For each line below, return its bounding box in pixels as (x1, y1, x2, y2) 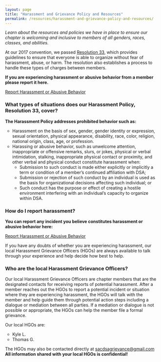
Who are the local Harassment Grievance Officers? (5, 265, 128, 272)
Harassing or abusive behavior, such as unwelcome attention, (12, 143, 136, 149)
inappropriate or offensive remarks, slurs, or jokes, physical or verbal (12, 148, 151, 154)
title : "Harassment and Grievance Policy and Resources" (5, 12, 123, 17)
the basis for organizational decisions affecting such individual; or (19, 180, 152, 185)
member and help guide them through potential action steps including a (5, 297, 149, 303)
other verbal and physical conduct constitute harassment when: (12, 159, 141, 165)
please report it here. (5, 80, 49, 85)
